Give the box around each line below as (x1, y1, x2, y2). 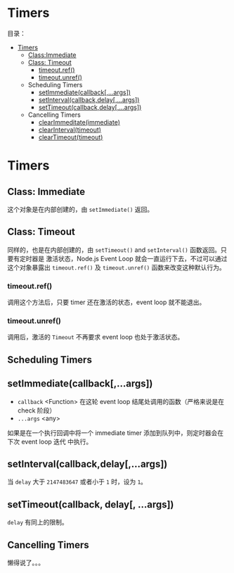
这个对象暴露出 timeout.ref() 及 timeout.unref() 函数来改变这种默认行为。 (7, 263, 226, 272)
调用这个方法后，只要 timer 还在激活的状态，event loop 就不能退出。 (7, 298, 206, 307)
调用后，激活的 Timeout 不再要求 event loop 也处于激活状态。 (7, 333, 184, 341)
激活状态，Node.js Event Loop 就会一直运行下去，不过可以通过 (45, 254, 228, 263)
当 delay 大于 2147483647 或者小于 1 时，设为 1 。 (7, 477, 148, 486)
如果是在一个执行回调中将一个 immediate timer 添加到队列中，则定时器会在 (7, 428, 223, 437)
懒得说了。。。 (7, 558, 44, 567)
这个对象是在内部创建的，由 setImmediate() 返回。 (7, 205, 154, 213)
